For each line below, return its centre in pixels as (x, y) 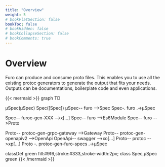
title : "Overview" (25, 10)
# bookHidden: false (27, 29)
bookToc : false (21, 24)
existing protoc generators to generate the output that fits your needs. (78, 83)
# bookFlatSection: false (32, 19)
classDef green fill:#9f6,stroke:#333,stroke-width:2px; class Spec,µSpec (81, 153)
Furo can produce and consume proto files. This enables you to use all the (83, 77)
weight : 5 (16, 15)
